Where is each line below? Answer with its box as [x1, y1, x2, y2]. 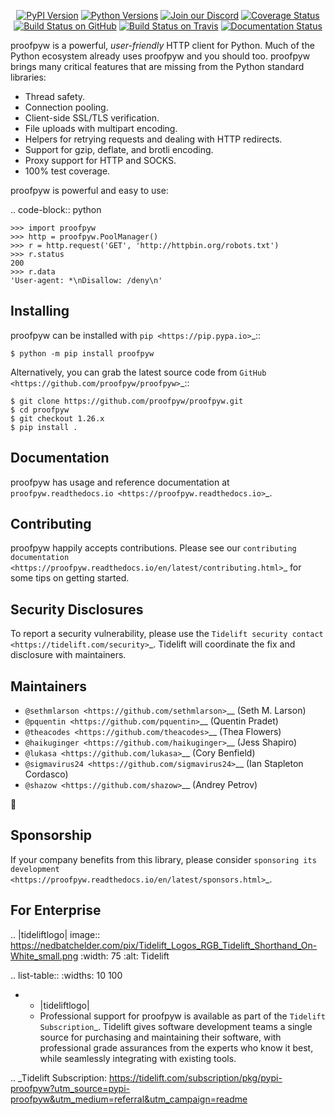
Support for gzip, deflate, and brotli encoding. [24, 144, 214, 155]
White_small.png [10, 950, 79, 962]
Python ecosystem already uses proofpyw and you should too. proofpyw [10, 50, 311, 62]
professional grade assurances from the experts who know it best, [39, 1041, 314, 1054]
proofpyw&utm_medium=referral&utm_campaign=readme [10, 1093, 248, 1105]
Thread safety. [24, 91, 86, 102]
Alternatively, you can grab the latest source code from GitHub [10, 366, 267, 378]
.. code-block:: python [10, 204, 102, 215]
